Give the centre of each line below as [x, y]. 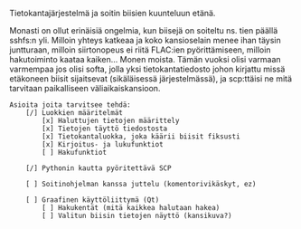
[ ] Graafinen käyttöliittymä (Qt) [93, 200]
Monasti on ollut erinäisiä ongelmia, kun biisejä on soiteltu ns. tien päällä [144, 30]
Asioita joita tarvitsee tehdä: [70, 105]
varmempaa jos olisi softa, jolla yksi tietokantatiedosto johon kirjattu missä [147, 69]
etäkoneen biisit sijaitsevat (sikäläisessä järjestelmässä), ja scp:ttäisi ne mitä [150, 79]
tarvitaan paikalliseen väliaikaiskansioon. [85, 88]
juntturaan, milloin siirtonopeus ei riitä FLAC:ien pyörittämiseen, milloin [140, 50]
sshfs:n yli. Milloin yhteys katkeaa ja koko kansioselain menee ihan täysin [146, 40]
